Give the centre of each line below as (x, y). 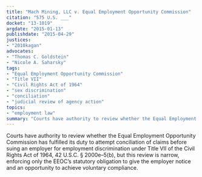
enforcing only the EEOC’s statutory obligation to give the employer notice (99, 161)
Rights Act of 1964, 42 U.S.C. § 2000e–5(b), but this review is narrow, (93, 155)
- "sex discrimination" (36, 91)
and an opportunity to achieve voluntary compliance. (72, 168)
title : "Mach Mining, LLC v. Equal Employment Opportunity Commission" (99, 12)
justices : (19, 40)
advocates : (20, 51)
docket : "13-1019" (29, 23)
